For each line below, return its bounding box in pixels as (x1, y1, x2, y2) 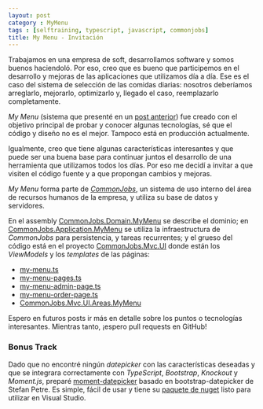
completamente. (8, 97, 61, 106)
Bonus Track (8, 341, 57, 352)
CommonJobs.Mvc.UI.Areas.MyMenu (19, 298, 141, 308)
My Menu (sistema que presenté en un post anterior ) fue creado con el (8, 112, 238, 122)
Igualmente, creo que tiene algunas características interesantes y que (8, 144, 234, 153)
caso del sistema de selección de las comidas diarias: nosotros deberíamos (8, 80, 253, 90)
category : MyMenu (8, 19, 68, 27)
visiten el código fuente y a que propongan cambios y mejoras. (8, 169, 213, 179)
